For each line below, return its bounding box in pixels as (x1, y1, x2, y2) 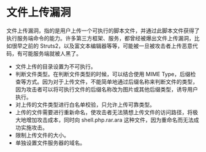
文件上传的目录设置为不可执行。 (15, 62, 96, 70)
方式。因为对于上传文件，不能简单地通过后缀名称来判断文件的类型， (26, 78, 198, 85)
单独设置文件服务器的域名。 (15, 139, 86, 147)
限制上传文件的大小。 (15, 131, 69, 139)
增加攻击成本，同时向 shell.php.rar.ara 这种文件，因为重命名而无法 (26, 116, 194, 123)
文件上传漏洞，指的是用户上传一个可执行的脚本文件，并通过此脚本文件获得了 (6, 27, 200, 34)
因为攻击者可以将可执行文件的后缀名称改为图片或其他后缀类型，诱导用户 (15, 85, 198, 93)
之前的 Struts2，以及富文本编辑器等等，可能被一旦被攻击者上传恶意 (22, 42, 193, 49)
